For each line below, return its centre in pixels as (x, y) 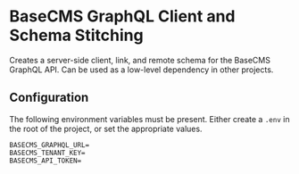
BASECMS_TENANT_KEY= (48, 153)
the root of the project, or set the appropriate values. (106, 128)
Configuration (49, 98)
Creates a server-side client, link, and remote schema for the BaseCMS (140, 60)
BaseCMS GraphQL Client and (122, 17)
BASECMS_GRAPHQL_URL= (50, 145)
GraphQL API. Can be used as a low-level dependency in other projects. (141, 70)
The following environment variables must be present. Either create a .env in (149, 119)
